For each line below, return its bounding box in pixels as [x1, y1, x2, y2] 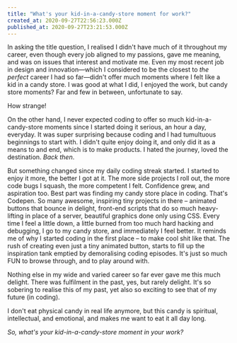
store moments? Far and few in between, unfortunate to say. [7, 88, 183, 96]
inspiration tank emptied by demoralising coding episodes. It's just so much [7, 249, 228, 258]
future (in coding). [7, 293, 60, 301]
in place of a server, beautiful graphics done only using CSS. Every [25, 211, 221, 220]
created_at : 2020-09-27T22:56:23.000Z [7, 17, 122, 24]
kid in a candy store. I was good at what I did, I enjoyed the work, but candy [7, 81, 228, 89]
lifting [7, 211, 24, 220]
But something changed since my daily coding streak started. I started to [7, 167, 219, 175]
